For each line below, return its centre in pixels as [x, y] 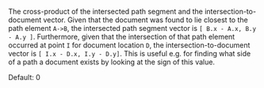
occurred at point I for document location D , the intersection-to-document [129, 45]
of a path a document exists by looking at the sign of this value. [112, 62]
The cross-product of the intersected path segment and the [106, 11]
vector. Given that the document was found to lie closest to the [145, 20]
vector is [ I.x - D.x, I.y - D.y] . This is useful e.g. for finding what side [130, 54]
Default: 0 [25, 77]
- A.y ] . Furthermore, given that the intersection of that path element [122, 36]
